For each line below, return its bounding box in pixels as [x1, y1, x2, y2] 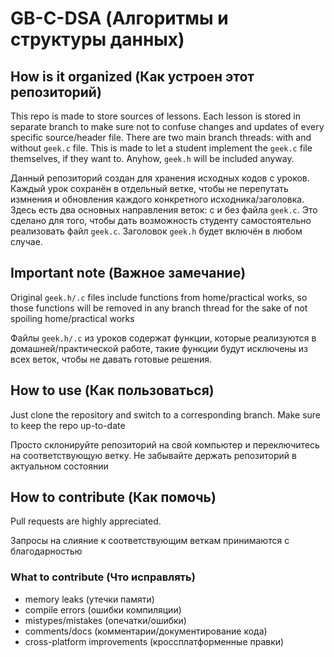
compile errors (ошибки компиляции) [24, 603, 182, 616]
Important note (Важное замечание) [10, 265, 247, 282]
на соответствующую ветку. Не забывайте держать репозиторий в [10, 449, 297, 461]
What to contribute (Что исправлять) [10, 570, 196, 584]
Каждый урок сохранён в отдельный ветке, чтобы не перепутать [10, 183, 289, 194]
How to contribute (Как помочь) [10, 489, 217, 506]
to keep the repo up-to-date [10, 419, 126, 431]
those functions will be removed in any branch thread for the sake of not [10, 302, 308, 314]
